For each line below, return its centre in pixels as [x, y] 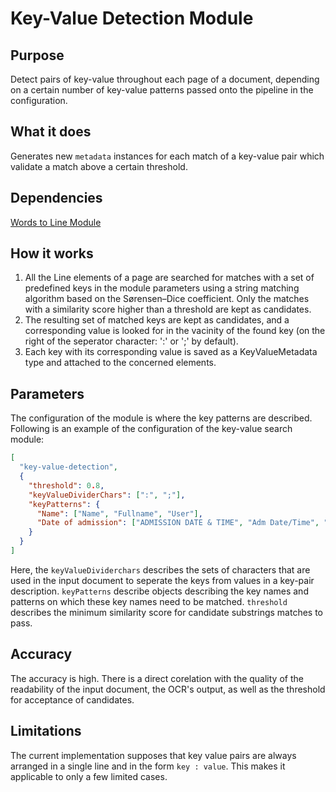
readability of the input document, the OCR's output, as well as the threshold [168, 689]
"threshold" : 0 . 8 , [66, 485]
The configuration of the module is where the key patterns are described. [161, 418]
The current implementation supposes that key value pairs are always [153, 755]
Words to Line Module [56, 222]
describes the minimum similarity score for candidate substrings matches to [167, 612]
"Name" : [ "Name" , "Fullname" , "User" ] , [119, 513]
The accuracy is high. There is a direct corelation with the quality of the [157, 678]
